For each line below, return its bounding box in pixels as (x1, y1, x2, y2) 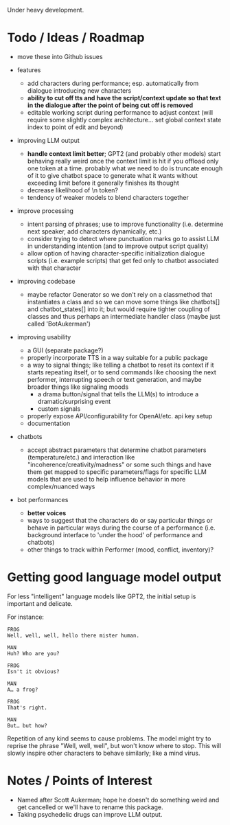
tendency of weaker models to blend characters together (27, 193, 189, 201)
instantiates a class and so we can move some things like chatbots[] (27, 297, 220, 306)
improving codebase (16, 277, 76, 285)
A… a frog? (7, 686, 38, 693)
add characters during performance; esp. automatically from (27, 79, 199, 87)
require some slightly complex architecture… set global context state (27, 115, 222, 124)
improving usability (16, 332, 71, 341)
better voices (27, 508, 67, 517)
